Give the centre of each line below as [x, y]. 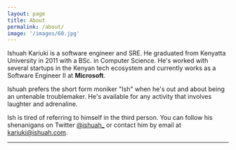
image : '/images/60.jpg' [44, 33]
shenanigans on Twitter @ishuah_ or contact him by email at [94, 125]
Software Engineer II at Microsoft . [57, 76]
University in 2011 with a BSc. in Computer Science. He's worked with [108, 61]
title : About [26, 20]
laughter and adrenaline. [42, 104]
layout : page [26, 14]
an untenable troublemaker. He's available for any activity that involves [110, 97]
